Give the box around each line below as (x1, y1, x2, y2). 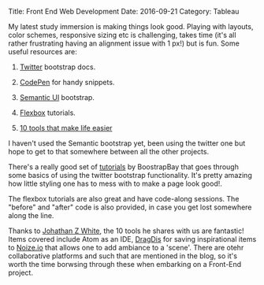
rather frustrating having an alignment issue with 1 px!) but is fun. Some (8, 39, 240, 48)
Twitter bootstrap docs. (19, 62, 96, 72)
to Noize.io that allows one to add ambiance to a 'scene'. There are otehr (8, 243, 244, 252)
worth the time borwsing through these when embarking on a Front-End (8, 260, 242, 268)
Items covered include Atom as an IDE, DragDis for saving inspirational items (8, 235, 257, 243)
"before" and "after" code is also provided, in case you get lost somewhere (8, 202, 252, 212)
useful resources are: (8, 47, 77, 56)
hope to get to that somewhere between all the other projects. (8, 147, 210, 156)
